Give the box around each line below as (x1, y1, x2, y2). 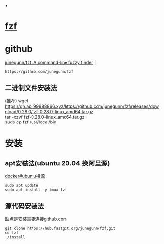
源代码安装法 (5, 202, 44, 210)
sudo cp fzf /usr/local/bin (5, 119, 57, 125)
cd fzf (5, 230, 19, 235)
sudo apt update (5, 183, 38, 188)
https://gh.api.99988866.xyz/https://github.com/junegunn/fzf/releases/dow (5, 103, 159, 109)
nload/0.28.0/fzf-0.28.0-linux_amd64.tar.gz (5, 109, 94, 115)
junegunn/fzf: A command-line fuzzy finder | (5, 60, 96, 66)
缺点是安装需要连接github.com (5, 216, 67, 222)
